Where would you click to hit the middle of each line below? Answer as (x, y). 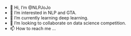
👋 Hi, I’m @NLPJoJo (30, 8)
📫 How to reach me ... (33, 28)
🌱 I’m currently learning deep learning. (49, 18)
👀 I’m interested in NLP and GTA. (43, 13)
